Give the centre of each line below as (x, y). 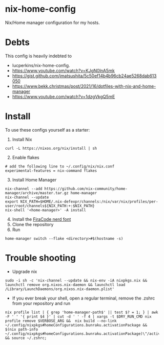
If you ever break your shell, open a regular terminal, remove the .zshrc (83, 298)
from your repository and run (41, 303)
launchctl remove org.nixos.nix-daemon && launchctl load (65, 285)
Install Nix (22, 139)
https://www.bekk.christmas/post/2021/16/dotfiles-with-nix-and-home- (84, 86)
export (12, 202)
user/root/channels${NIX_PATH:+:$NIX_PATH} (50, 206)
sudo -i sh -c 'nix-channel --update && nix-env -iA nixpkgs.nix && (76, 280)
